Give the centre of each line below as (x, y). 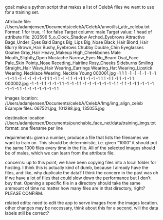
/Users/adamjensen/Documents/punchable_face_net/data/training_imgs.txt (81, 123)
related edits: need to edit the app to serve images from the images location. (81, 203)
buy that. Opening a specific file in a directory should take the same (73, 183)
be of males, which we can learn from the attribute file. (60, 153)
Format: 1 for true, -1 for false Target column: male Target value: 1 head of (79, 32)
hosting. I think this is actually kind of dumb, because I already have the (77, 168)
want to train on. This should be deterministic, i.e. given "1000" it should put (81, 143)
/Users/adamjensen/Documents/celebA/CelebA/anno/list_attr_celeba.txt (77, 27)
